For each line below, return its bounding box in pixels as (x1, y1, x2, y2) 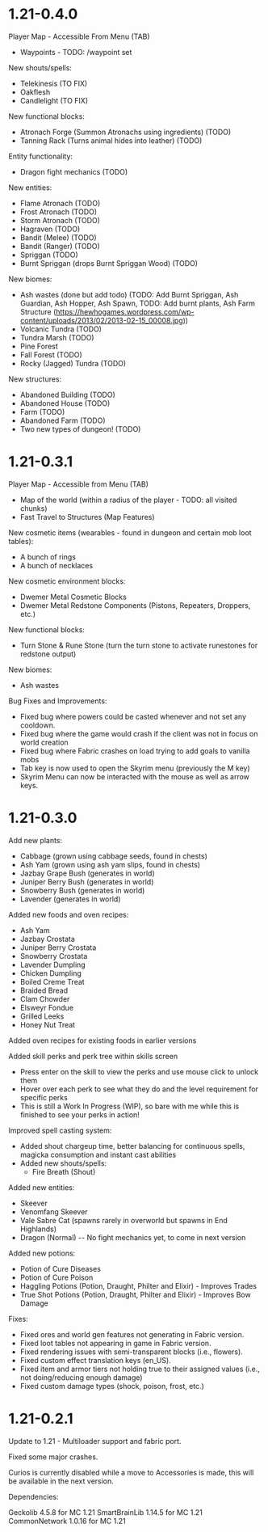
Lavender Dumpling (19, 960, 86, 969)
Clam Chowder (19, 994, 70, 1003)
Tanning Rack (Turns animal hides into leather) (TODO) (19, 135, 203, 146)
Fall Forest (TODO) (19, 349, 82, 360)
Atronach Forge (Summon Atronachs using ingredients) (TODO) (19, 127, 232, 137)
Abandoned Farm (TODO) (19, 416, 107, 425)
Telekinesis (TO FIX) (19, 78, 88, 88)
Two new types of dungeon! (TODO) (19, 424, 141, 433)
